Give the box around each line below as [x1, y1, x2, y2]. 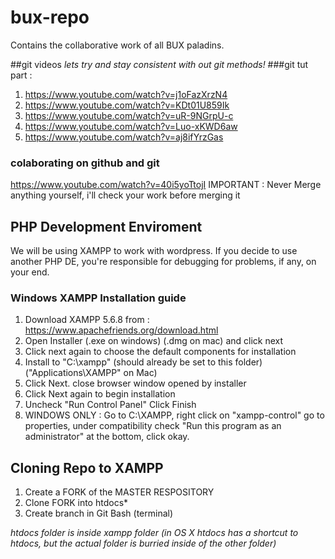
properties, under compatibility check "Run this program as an [24, 420, 282, 432]
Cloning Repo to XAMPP [10, 459, 164, 476]
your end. [10, 266, 50, 278]
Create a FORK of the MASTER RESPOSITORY [24, 486, 215, 498]
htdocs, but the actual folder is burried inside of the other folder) [10, 537, 277, 550]
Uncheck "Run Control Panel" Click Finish [24, 399, 197, 411]
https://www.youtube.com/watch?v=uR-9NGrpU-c [24, 109, 234, 121]
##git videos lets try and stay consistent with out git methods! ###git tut [10, 58, 309, 70]
